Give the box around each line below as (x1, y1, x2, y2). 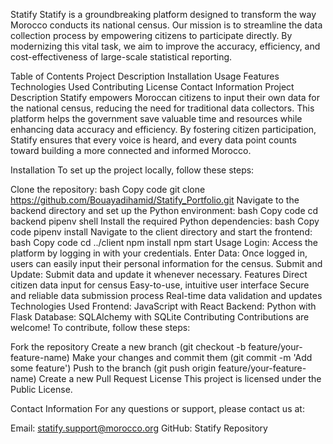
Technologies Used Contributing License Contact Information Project (10, 81, 295, 93)
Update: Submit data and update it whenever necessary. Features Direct (10, 269, 308, 280)
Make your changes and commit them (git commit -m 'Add (71, 352, 313, 363)
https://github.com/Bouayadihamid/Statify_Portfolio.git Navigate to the (10, 194, 300, 206)
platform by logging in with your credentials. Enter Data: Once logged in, (10, 247, 308, 259)
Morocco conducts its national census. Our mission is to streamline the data (10, 19, 323, 31)
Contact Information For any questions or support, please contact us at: (10, 403, 305, 414)
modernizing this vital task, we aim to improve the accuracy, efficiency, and (10, 40, 321, 52)
